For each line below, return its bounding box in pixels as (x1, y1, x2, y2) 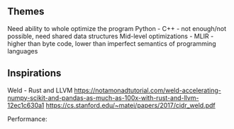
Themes (7, 6, 45, 18)
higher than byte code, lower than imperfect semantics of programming (7, 39, 216, 48)
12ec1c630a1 (7, 101, 45, 109)
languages (7, 47, 38, 55)
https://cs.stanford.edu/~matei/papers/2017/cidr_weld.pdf (45, 101, 216, 109)
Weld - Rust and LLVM (7, 86, 73, 94)
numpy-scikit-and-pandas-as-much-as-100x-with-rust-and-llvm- (7, 93, 199, 102)
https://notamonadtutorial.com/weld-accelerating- (74, 86, 221, 94)
